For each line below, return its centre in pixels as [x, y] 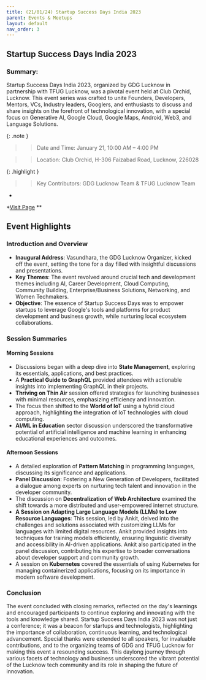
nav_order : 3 [23, 29]
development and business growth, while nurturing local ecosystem [101, 316]
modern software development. [55, 577]
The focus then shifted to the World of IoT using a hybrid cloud [95, 406]
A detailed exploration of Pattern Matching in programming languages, [105, 466]
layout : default [27, 23]
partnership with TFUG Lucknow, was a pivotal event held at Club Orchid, [99, 91]
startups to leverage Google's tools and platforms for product [93, 309]
